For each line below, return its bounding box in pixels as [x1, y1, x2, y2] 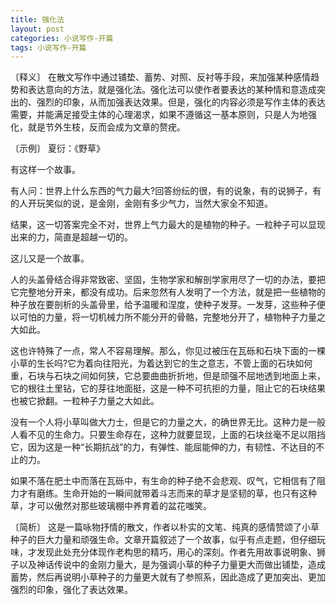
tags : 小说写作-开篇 [10, 42, 87, 53]
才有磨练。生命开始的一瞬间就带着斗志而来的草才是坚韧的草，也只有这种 [18, 487, 317, 500]
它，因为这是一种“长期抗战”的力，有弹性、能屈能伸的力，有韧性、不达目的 [10, 441, 317, 453]
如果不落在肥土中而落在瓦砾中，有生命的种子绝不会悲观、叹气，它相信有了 [10, 475, 317, 487]
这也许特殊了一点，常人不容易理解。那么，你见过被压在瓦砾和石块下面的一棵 [10, 345, 326, 357]
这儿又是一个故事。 [10, 252, 90, 265]
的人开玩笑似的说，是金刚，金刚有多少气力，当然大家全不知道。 [10, 197, 273, 210]
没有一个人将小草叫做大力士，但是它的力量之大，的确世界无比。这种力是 [10, 416, 308, 428]
